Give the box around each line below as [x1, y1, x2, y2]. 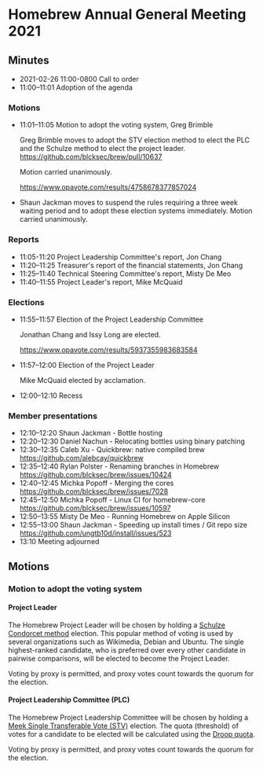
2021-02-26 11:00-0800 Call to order [19, 75, 139, 83]
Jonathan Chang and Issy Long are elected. [19, 329, 161, 339]
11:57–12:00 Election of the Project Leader [19, 360, 155, 370]
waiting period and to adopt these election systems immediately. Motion [19, 206, 253, 215]
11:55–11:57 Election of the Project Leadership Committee [19, 315, 204, 324]
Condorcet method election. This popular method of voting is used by [8, 628, 234, 638]
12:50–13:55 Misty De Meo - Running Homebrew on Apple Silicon [19, 512, 230, 521]
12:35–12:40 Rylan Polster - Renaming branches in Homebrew [19, 462, 220, 471]
